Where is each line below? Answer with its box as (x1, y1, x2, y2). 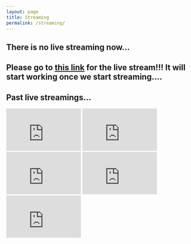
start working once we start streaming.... (6, 72, 162, 82)
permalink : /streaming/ (6, 20, 66, 26)
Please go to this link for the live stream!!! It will (6, 62, 186, 73)
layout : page (6, 8, 39, 15)
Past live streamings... (6, 92, 91, 103)
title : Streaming (6, 14, 50, 20)
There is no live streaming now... (6, 42, 130, 52)
